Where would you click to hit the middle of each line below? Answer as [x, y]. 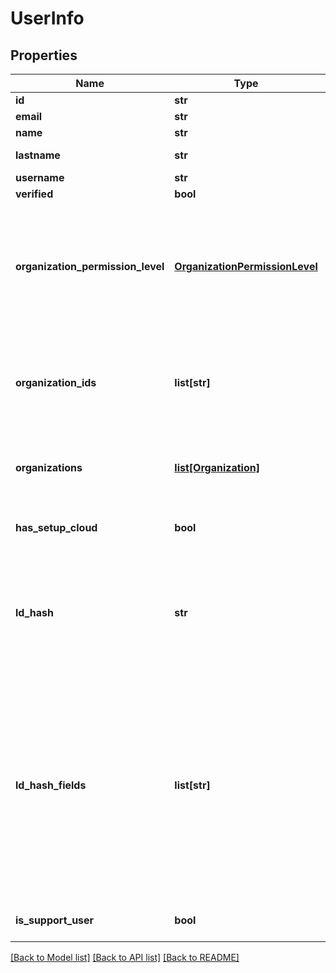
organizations [49, 467]
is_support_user [55, 920]
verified [34, 194]
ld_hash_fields [51, 785]
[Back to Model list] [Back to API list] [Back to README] [125, 957]
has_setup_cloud [56, 527]
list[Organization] [217, 467]
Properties [44, 55]
